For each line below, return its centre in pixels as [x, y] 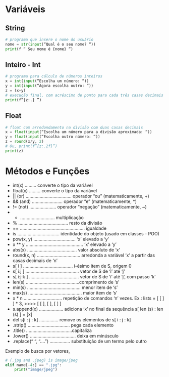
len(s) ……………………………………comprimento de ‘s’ [66, 282]
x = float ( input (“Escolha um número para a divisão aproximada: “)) [79, 132]
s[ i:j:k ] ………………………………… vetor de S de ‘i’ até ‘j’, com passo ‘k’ [84, 276]
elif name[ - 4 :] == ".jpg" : [34, 365]
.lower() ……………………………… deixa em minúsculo [65, 336]
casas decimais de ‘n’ [35, 260]
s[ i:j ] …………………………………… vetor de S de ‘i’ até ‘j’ [69, 271]
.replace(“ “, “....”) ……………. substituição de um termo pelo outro [80, 341]
